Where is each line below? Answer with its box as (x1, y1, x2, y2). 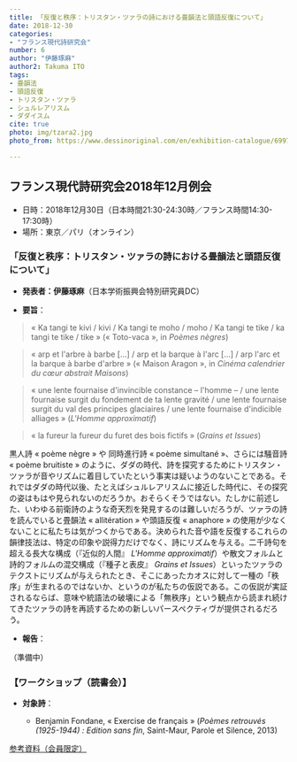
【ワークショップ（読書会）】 (9, 676, 132, 689)
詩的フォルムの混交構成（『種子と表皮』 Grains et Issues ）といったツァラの (9, 558, 283, 569)
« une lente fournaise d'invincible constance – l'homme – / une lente (30, 384, 279, 395)
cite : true (9, 120, 49, 129)
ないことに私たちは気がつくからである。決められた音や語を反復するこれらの (9, 526, 288, 536)
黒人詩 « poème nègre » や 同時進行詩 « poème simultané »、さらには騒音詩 (9, 448, 288, 458)
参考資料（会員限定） (9, 743, 87, 754)
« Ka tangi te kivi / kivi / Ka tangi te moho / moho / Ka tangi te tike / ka (30, 322, 286, 333)
